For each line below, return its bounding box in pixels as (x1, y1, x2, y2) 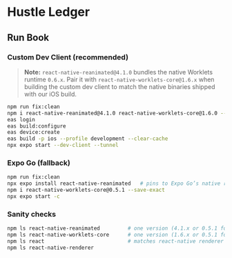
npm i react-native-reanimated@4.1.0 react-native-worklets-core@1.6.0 (7, 110, 217, 117)
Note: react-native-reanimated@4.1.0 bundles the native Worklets (23, 68, 213, 76)
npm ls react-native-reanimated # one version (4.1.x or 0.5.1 (7, 225, 217, 232)
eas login (7, 116, 36, 123)
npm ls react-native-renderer (7, 244, 95, 251)
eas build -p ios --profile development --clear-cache (7, 135, 168, 142)
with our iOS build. (23, 90, 77, 98)
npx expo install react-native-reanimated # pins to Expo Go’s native (7, 180, 221, 187)
